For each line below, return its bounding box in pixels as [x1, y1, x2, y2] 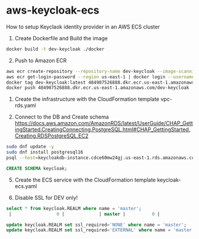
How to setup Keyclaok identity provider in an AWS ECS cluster [6, 23, 160, 30]
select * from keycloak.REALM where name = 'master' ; [6, 205, 142, 211]
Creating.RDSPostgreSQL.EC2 [14, 132, 89, 139]
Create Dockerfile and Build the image [14, 34, 108, 42]
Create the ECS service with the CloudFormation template [14, 176, 156, 183]
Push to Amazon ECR [14, 57, 67, 64]
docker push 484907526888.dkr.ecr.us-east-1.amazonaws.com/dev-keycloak [6, 85, 190, 91]
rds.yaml [14, 102, 37, 109]
